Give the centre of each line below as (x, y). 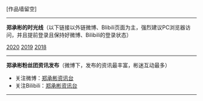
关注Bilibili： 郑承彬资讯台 (46, 86)
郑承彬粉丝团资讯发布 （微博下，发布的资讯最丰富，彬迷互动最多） (88, 65)
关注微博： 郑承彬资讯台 (44, 78)
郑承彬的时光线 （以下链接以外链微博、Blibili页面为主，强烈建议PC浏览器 (96, 27)
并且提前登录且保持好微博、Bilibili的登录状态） (74, 35)
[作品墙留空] (22, 9)
